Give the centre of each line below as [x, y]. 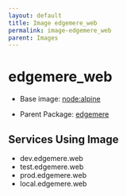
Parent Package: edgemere [64, 114]
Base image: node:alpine [60, 99]
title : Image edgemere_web [53, 23]
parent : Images [33, 38]
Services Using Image [63, 139]
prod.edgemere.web [53, 175]
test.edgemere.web [52, 167]
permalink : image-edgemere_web [60, 30]
